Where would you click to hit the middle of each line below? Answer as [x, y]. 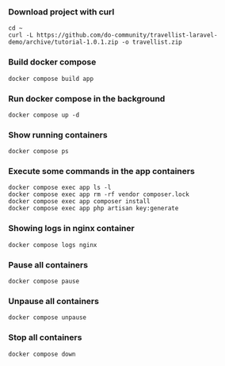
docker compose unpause [48, 318]
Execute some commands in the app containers [102, 171]
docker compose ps [38, 152]
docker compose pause [44, 281]
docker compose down [42, 354]
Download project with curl [61, 12]
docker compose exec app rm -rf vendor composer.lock [99, 195]
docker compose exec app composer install [79, 202]
